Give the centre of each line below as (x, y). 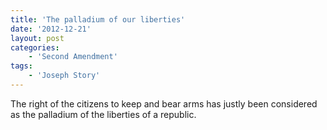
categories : (35, 47)
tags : (21, 66)
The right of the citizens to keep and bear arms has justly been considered (164, 103)
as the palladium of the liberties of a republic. (103, 114)
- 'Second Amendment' (73, 57)
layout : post (37, 38)
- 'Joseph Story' (64, 76)
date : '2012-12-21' (51, 29)
